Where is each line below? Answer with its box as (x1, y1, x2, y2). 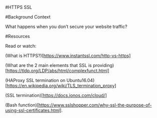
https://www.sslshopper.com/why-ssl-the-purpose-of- (38, 102, 152, 108)
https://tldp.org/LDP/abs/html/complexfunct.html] (7, 67, 109, 73)
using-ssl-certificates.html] (5, 107, 62, 113)
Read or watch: (5, 43, 37, 49)
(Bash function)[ (5, 102, 39, 108)
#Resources (5, 33, 30, 39)
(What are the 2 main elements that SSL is (5, 62, 92, 68)
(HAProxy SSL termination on (5, 77, 66, 83)
